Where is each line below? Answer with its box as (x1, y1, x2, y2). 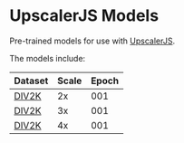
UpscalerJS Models (9, 5, 160, 26)
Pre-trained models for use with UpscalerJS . (9, 35, 175, 46)
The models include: (9, 52, 86, 63)
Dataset (14, 74, 49, 87)
